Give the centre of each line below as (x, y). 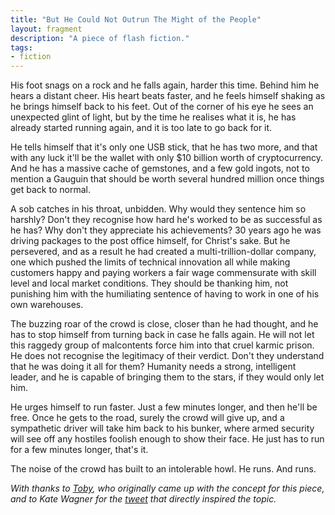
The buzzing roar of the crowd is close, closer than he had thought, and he (164, 324)
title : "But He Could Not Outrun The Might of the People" (136, 19)
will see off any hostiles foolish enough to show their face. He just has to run (167, 439)
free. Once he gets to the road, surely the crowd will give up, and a (147, 418)
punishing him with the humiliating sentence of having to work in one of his (165, 294)
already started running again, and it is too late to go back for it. (141, 128)
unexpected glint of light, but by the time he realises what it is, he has (153, 117)
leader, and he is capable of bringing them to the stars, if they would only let (167, 377)
